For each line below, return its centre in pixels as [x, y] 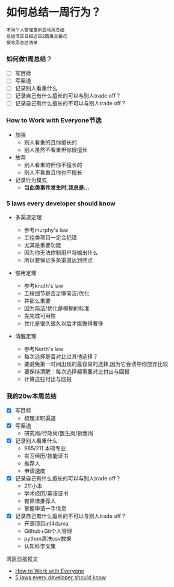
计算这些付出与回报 [48, 379]
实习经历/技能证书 [46, 456]
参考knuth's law [43, 286]
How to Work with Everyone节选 [54, 120]
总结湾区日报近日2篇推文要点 [37, 36]
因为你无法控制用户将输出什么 [61, 253]
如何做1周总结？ [29, 59]
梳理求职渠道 [40, 418]
